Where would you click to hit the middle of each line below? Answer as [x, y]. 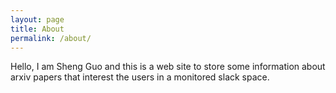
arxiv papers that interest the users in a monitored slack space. [140, 77]
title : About [37, 29]
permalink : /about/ [51, 38]
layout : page [37, 19]
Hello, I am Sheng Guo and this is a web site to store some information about [168, 67]
